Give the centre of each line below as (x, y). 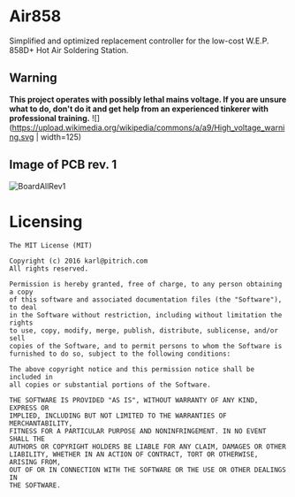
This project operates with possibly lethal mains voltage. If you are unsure (148, 99)
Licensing (46, 222)
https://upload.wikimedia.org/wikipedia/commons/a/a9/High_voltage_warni (148, 127)
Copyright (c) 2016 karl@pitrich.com (79, 261)
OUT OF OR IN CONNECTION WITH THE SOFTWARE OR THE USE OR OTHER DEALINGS (148, 470)
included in (31, 377)
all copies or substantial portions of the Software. (110, 385)
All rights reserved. (49, 268)
